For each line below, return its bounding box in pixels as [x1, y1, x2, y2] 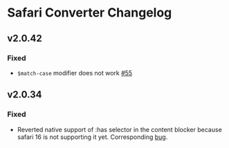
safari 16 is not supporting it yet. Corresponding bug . [17, 133, 168, 141]
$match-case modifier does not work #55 [17, 68, 133, 77]
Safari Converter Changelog [7, 5, 172, 21]
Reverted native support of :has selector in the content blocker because [17, 125, 223, 133]
